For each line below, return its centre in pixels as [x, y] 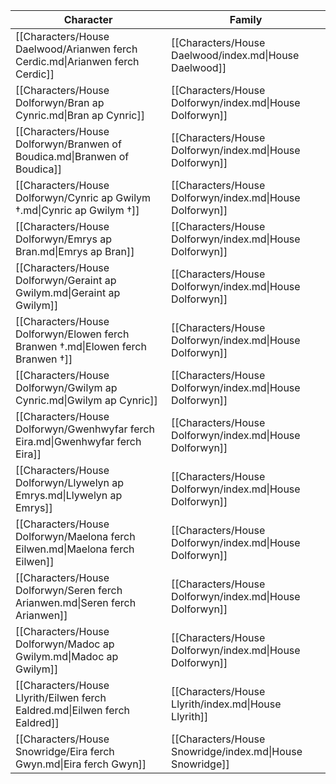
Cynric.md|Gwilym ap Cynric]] [86, 400]
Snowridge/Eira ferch [65, 751]
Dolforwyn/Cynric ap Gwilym [83, 197]
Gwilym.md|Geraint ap [68, 292]
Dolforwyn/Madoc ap [65, 644]
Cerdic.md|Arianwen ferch [77, 61]
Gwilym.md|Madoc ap [67, 656]
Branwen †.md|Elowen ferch [81, 346]
